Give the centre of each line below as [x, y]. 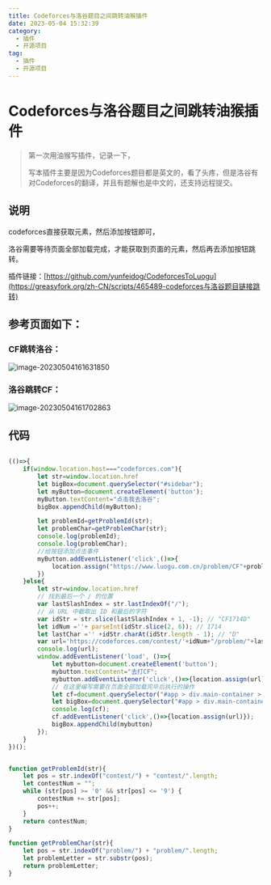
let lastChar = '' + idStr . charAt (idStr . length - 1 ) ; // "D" [139, 634]
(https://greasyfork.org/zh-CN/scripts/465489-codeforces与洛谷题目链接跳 [134, 286]
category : [25, 31]
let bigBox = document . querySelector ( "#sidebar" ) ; [121, 484]
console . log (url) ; [68, 649]
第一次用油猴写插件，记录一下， [81, 155]
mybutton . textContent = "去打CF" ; [104, 671]
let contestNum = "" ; [59, 784]
